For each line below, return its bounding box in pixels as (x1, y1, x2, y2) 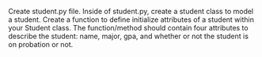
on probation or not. (8, 40, 74, 49)
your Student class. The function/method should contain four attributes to (8, 23, 249, 32)
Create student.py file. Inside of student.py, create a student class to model (8, 7, 254, 16)
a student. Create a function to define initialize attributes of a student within (8, 15, 255, 24)
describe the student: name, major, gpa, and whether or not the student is (8, 31, 249, 41)
